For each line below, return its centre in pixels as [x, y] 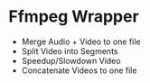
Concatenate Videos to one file [79, 70]
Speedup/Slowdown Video [71, 60]
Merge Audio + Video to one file [81, 41]
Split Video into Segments [70, 51]
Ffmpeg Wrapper [74, 17]
